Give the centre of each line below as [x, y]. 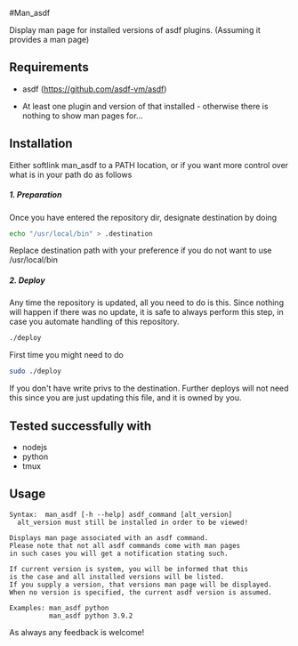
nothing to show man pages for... [83, 116]
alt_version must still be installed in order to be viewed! [133, 522]
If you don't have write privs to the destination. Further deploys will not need [149, 388]
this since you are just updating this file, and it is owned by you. [125, 398]
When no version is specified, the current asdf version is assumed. [141, 592]
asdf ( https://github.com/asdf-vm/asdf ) [94, 89]
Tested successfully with [81, 426]
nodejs [34, 447]
